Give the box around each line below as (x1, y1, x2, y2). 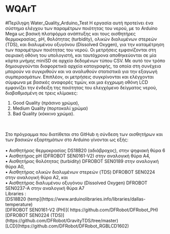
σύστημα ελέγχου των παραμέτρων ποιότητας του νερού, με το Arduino (5, 25, 158, 31)
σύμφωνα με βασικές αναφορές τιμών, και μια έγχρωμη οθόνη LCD (5, 79, 148, 85)
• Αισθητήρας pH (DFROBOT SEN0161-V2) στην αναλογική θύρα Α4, (5, 153, 151, 159)
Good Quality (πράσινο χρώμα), (12, 99, 80, 106)
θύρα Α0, (5, 163, 25, 170)
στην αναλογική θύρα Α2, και (5, 174, 68, 180)
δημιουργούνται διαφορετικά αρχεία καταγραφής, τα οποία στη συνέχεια (5, 63, 161, 69)
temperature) (5, 201, 33, 207)
